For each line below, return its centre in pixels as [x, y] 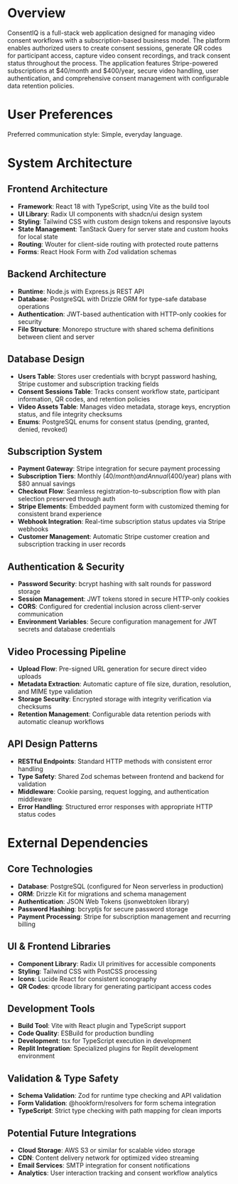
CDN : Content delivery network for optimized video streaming [108, 1158]
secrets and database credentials [66, 629]
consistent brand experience [60, 514]
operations [33, 306]
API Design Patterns [53, 744]
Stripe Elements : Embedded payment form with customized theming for [123, 506]
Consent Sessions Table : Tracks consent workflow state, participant [119, 391]
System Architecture [70, 163]
